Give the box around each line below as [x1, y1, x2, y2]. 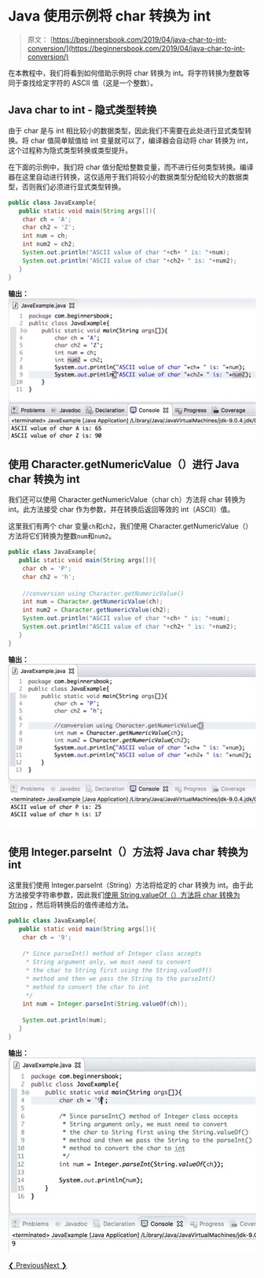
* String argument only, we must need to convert [25, 958, 192, 966]
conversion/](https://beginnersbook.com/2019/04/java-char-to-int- [27, 43, 246, 53]
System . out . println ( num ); [22, 1016, 108, 1024]
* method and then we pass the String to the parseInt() [25, 975, 216, 983]
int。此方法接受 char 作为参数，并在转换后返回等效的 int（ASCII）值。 [8, 505, 235, 515]
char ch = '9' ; [22, 933, 72, 942]
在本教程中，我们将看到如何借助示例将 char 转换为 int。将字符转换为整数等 [8, 68, 250, 77]
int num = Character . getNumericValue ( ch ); [22, 598, 163, 606]
